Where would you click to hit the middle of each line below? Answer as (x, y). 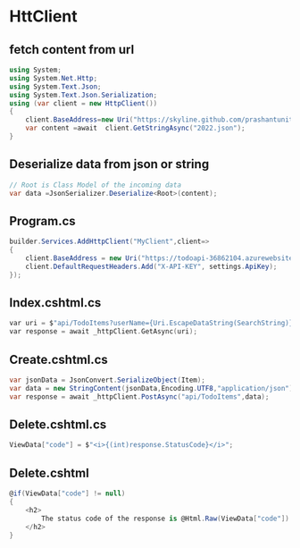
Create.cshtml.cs (59, 359)
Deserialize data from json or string (109, 164)
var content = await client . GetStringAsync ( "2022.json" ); (135, 128)
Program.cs (42, 221)
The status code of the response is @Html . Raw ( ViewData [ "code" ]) (166, 518)
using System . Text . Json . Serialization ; (83, 95)
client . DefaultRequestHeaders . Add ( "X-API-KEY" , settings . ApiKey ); (151, 266)
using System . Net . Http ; (54, 78)
